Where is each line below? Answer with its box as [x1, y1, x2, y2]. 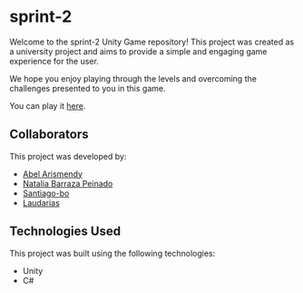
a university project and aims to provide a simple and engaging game [9, 45, 268, 56]
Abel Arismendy [22, 168, 83, 179]
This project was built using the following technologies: [9, 248, 216, 259]
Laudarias [22, 197, 61, 208]
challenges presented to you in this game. [9, 83, 166, 93]
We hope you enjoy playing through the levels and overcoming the [9, 73, 257, 83]
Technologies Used [9, 224, 121, 239]
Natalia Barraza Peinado [22, 178, 113, 189]
